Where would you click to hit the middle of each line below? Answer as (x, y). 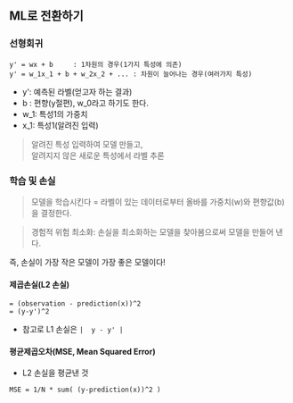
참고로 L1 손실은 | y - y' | (73, 330)
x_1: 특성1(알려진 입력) (60, 125)
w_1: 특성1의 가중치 (55, 113)
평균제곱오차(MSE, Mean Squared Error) (82, 351)
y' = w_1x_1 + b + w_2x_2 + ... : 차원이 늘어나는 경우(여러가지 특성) (131, 74)
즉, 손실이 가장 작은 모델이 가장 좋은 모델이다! (88, 262)
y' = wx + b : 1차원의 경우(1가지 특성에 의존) (96, 64)
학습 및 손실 (33, 181)
